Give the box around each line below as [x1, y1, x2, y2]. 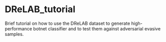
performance [5, 25, 33, 31]
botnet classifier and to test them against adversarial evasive [33, 25, 161, 31]
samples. [5, 31, 24, 37]
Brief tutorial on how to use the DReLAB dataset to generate [5, 20, 130, 26]
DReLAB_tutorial [5, 4, 76, 15]
